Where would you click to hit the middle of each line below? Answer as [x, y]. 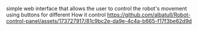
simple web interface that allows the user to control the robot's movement [97, 9]
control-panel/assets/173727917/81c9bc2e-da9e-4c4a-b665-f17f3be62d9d [99, 21]
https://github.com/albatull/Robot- [149, 15]
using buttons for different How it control [56, 15]
